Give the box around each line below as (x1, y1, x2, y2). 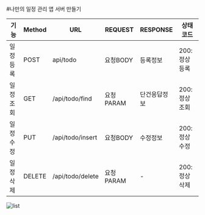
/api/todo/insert (52, 133, 98, 141)
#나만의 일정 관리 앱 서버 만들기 (6, 5, 81, 12)
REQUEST (104, 26, 134, 33)
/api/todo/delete (52, 172, 99, 180)
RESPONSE (140, 26, 173, 33)
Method (23, 26, 47, 33)
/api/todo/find (52, 94, 93, 102)
